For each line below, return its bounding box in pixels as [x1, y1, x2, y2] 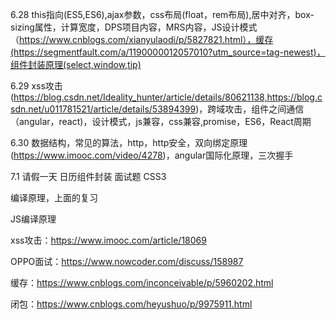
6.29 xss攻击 [10, 80, 63, 92]
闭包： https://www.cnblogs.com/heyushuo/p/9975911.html [10, 298, 253, 310]
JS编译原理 [10, 213, 57, 225]
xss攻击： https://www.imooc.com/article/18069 [10, 234, 207, 246]
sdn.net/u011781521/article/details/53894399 [10, 103, 197, 115]
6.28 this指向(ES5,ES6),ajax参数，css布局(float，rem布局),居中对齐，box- [10, 9, 315, 20]
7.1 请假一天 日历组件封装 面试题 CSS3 [10, 171, 167, 182]
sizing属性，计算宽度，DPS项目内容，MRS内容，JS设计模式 [10, 21, 258, 33]
